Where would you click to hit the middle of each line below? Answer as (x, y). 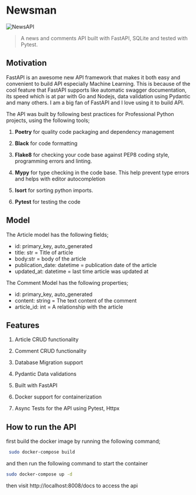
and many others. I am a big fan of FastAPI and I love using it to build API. (95, 102)
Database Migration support (49, 362)
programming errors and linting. (53, 161)
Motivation (27, 63)
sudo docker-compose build (42, 452)
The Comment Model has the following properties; (67, 282)
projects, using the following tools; (48, 120)
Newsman (32, 10)
